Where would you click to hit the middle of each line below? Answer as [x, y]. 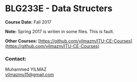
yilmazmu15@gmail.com [29, 75]
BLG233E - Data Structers [59, 9]
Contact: [16, 59]
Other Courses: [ [23, 41]
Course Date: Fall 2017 [28, 22]
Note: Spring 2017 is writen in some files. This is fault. [60, 31]
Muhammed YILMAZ [26, 69]
